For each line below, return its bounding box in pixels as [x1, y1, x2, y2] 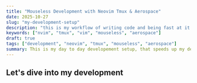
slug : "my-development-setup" [6, 19, 80, 25]
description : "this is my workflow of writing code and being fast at [6, 24, 182, 31]
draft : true [6, 35, 35, 41]
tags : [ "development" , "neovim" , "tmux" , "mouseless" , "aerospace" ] [6, 41, 177, 47]
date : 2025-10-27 [6, 14, 49, 20]
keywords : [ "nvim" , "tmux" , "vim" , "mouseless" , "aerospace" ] [6, 30, 161, 36]
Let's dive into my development [6, 68, 124, 78]
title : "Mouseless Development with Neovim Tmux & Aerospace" [6, 8, 161, 15]
